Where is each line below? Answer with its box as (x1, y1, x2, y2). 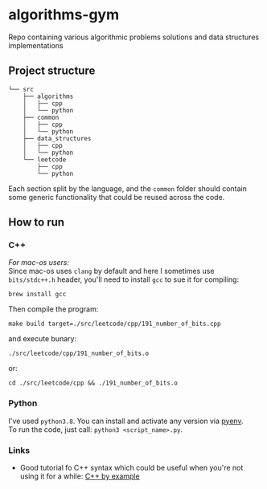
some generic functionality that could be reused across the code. (8, 192, 225, 202)
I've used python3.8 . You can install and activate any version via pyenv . (8, 416, 244, 426)
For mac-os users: (8, 258, 70, 267)
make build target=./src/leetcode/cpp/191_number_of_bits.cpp (8, 320, 221, 328)
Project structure (8, 64, 96, 78)
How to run (8, 215, 65, 230)
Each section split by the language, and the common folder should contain (8, 183, 247, 194)
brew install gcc (8, 291, 67, 299)
